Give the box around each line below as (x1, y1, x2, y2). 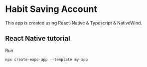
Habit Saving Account (5, 3, 98, 15)
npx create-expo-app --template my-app (5, 57, 88, 62)
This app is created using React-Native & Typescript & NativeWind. (5, 20, 143, 26)
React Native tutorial (5, 34, 71, 43)
